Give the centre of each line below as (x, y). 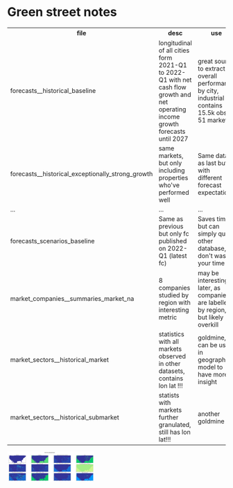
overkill (208, 324)
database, (212, 249)
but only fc (174, 234)
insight (207, 382)
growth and (175, 94)
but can (208, 227)
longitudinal (175, 43)
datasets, (172, 371)
